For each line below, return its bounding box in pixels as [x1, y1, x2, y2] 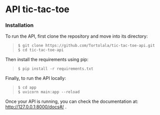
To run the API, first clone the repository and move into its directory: [5, 33, 148, 39]
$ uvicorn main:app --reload [17, 90, 80, 95]
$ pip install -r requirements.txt [17, 66, 94, 72]
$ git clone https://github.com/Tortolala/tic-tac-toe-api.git [17, 43, 155, 48]
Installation [5, 22, 34, 29]
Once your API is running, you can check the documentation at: [5, 98, 139, 105]
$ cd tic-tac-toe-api [17, 47, 64, 53]
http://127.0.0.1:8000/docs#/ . [5, 104, 67, 110]
